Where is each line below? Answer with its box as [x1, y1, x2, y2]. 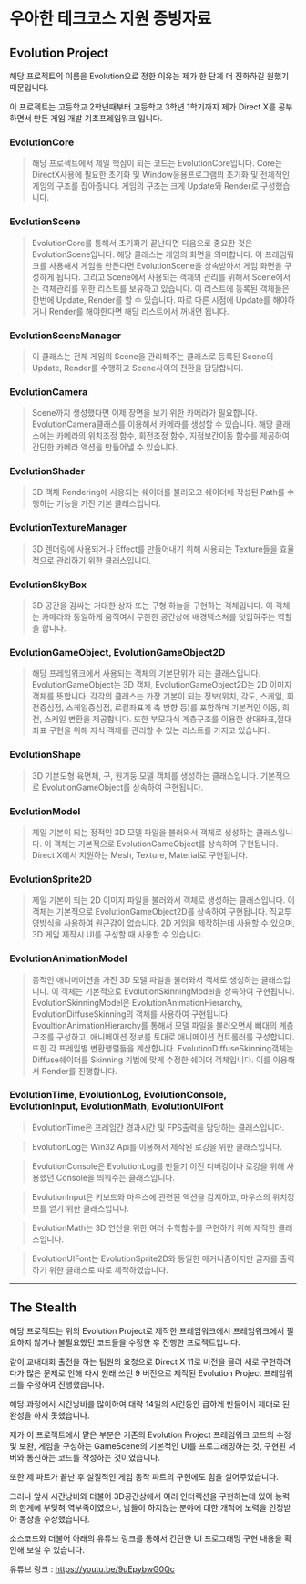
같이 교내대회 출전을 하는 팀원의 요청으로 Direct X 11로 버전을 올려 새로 [9, 1356, 260, 1367]
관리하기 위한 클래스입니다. [56, 554, 152, 565]
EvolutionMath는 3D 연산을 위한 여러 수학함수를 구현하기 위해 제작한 [31, 1222, 276, 1233]
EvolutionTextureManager [9, 522, 127, 534]
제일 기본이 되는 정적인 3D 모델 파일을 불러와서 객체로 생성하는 [31, 826, 254, 837]
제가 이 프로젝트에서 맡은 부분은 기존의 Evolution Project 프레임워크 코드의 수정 [9, 1429, 291, 1440]
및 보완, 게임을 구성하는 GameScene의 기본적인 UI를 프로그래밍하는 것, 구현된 [9, 1440, 287, 1451]
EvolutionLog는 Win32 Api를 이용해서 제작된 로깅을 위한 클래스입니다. [31, 1141, 282, 1152]
